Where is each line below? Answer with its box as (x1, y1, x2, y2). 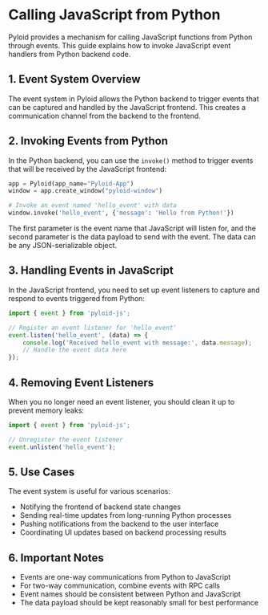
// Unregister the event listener (8, 435, 124, 443)
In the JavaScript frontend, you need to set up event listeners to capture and (8, 285, 260, 295)
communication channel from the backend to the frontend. (8, 111, 202, 120)
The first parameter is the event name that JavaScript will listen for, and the (8, 223, 256, 234)
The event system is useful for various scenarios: (8, 487, 170, 496)
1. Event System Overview (8, 72, 142, 86)
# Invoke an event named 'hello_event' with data (8, 202, 178, 210)
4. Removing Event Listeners (8, 376, 154, 389)
